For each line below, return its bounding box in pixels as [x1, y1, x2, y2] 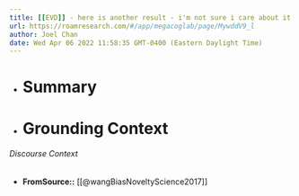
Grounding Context [22, 118, 169, 138]
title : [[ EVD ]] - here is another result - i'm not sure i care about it [9, 13, 292, 22]
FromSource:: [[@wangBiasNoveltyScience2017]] [22, 176, 208, 187]
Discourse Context [9, 148, 78, 159]
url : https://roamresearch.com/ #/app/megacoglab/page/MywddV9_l [9, 22, 255, 31]
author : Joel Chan [9, 30, 78, 39]
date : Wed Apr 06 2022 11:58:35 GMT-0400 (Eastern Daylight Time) [9, 38, 263, 48]
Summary [22, 77, 97, 97]
